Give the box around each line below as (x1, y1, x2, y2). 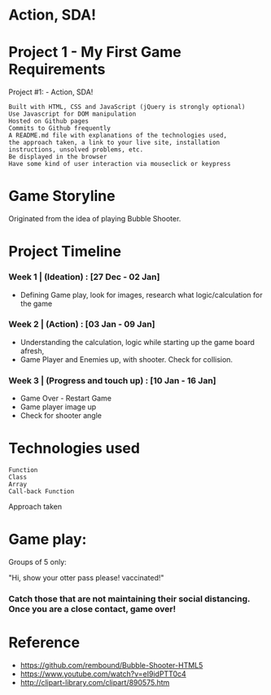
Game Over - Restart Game (20, 393, 112, 404)
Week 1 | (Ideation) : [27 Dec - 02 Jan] (8, 271, 160, 282)
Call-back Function (8, 487, 75, 496)
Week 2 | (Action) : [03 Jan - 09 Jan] (8, 319, 156, 330)
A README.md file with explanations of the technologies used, (8, 132, 228, 140)
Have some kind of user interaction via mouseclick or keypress (8, 160, 231, 168)
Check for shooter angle (20, 411, 102, 421)
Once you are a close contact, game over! (8, 603, 177, 614)
